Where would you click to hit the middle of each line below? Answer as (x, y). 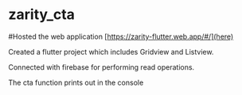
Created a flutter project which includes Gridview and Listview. (111, 51)
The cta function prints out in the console (76, 82)
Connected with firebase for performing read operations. (101, 67)
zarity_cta (42, 15)
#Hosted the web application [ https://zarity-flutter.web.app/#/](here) (121, 36)
